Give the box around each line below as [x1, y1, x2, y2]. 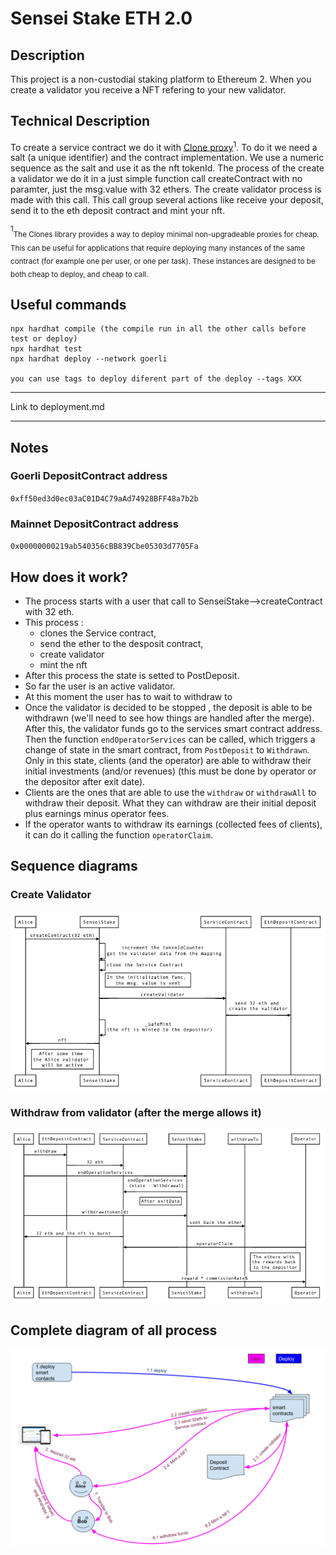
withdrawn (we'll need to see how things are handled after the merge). [24, 712, 315, 724]
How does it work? [10, 568, 129, 586]
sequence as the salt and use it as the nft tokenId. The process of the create [10, 162, 325, 174]
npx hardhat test [10, 344, 83, 354]
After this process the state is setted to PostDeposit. [24, 669, 240, 681]
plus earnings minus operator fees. [24, 807, 170, 819]
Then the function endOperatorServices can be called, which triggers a [24, 733, 316, 745]
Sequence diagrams [10, 858, 138, 875]
